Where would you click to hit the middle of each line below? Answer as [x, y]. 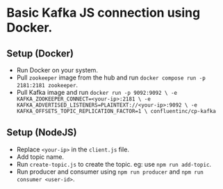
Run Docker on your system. [57, 70]
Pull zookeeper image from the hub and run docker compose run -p [111, 77]
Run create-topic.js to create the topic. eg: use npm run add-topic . [114, 164]
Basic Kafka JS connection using [104, 13]
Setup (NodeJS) [42, 133]
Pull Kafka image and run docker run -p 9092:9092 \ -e [97, 92]
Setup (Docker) [40, 53]
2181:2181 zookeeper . [47, 85]
